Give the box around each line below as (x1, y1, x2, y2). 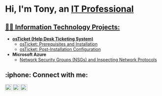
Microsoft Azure (12, 51, 47, 57)
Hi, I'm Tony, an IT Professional (5, 3, 134, 15)
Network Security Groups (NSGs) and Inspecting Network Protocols (19, 57, 157, 62)
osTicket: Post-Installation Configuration (19, 47, 101, 52)
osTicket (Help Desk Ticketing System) (12, 36, 94, 42)
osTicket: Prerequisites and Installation (19, 41, 98, 47)
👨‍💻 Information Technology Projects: (5, 23, 120, 31)
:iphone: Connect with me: (5, 71, 88, 79)
